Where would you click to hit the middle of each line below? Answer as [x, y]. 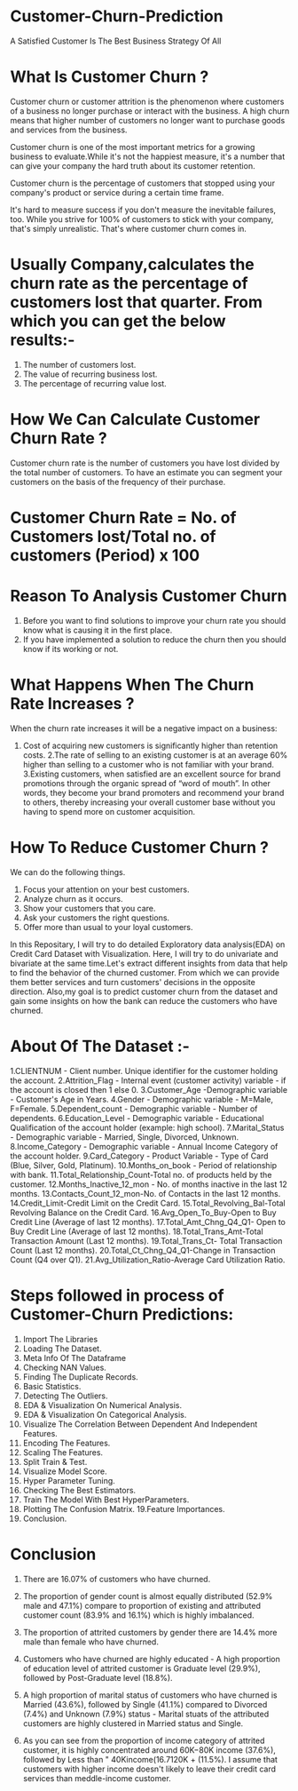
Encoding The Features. [67, 1443]
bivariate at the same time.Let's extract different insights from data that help [149, 963]
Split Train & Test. [55, 1461]
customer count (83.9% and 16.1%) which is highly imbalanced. [139, 1615]
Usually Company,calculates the [133, 265]
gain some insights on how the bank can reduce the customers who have [144, 1000]
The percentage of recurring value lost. [94, 383]
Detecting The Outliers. [66, 1396]
